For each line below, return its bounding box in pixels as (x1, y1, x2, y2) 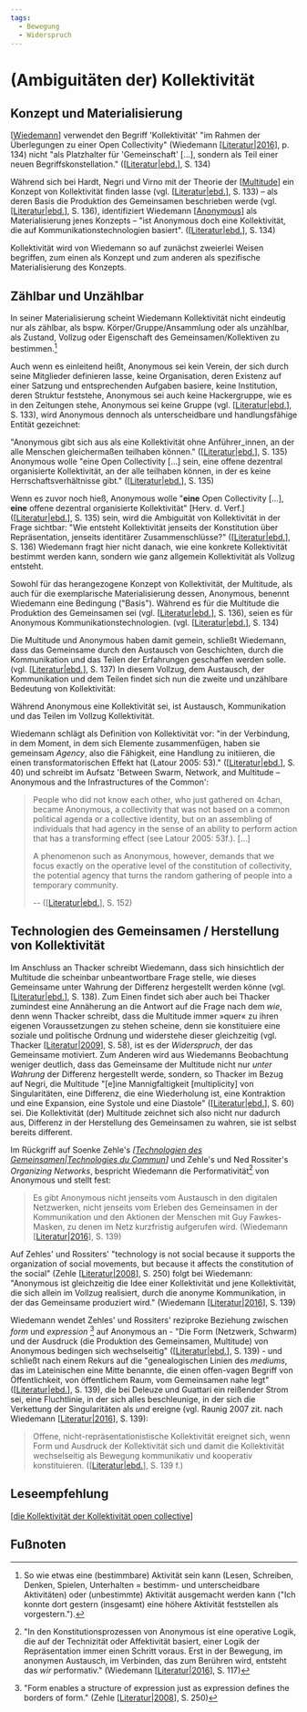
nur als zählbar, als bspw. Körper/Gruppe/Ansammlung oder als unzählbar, (10, 323, 290, 333)
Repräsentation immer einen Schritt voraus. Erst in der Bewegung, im (23, 1645, 283, 1656)
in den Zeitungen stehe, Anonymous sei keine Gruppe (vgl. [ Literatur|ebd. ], (10, 399, 292, 410)
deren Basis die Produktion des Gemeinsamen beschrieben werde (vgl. (10, 196, 277, 207)
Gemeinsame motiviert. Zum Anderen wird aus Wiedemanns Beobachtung (10, 1049, 289, 1060)
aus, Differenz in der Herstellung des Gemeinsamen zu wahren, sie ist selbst (10, 1117, 297, 1128)
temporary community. (32, 879, 119, 890)
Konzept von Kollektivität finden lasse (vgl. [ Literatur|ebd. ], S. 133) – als (10, 186, 279, 197)
